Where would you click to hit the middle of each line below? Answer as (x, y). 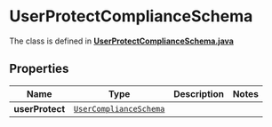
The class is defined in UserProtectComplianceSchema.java (121, 41)
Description (199, 93)
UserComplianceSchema (120, 109)
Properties (39, 69)
